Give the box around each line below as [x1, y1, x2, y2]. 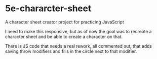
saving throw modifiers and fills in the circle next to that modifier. [5, 48, 137, 54]
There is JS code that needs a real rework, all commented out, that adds [5, 43, 152, 49]
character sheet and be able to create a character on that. [5, 34, 123, 39]
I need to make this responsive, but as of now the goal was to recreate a [5, 28, 152, 34]
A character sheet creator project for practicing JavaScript [5, 19, 124, 25]
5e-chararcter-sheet [5, 3, 91, 14]
